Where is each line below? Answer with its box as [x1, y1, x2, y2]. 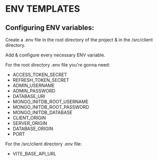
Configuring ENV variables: [5, 23, 94, 32]
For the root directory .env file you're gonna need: [5, 62, 111, 68]
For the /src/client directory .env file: [5, 141, 83, 147]
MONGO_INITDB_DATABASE [12, 110, 73, 115]
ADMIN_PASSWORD [12, 88, 56, 94]
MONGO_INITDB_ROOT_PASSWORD [12, 104, 89, 110]
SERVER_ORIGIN [12, 120, 47, 126]
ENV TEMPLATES [5, 3, 81, 15]
